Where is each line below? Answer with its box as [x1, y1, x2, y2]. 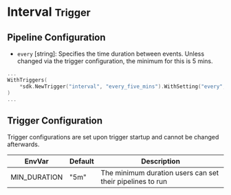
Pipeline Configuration [7, 32, 106, 43]
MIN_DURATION [10, 172, 63, 182]
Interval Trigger [7, 4, 91, 20]
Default [69, 157, 94, 166]
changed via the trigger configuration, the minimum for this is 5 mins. [16, 57, 213, 65]
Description [140, 157, 181, 166]
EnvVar [24, 157, 49, 166]
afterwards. [7, 140, 40, 148]
